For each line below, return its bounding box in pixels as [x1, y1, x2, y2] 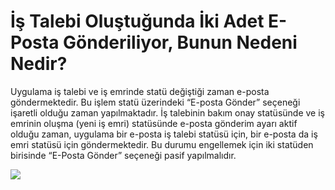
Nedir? [10, 53, 68, 75]
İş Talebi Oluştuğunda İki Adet [10, 10, 265, 33]
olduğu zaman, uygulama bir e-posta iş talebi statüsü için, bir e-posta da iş [10, 128, 318, 140]
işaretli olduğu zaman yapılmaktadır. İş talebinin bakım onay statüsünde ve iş [10, 106, 325, 119]
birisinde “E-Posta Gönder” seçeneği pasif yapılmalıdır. [10, 149, 237, 161]
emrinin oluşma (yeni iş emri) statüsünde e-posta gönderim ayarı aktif [10, 117, 298, 129]
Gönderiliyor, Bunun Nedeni [63, 31, 298, 54]
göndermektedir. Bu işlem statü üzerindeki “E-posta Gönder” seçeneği [10, 96, 301, 108]
